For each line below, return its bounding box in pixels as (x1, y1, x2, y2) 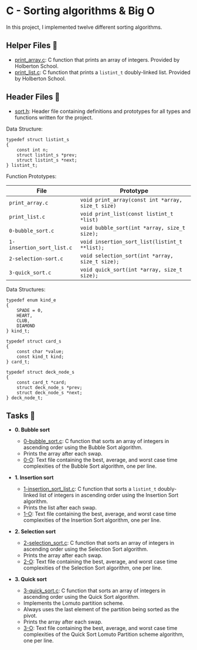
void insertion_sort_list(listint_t (80, 238, 183, 245)
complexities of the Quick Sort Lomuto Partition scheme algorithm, (23, 631, 185, 638)
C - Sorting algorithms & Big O (6, 4, 155, 18)
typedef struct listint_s (6, 136, 69, 142)
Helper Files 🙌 (6, 41, 57, 51)
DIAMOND (16, 323, 35, 329)
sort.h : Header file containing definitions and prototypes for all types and (14, 108, 191, 115)
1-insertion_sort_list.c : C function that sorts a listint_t (23, 485, 157, 492)
